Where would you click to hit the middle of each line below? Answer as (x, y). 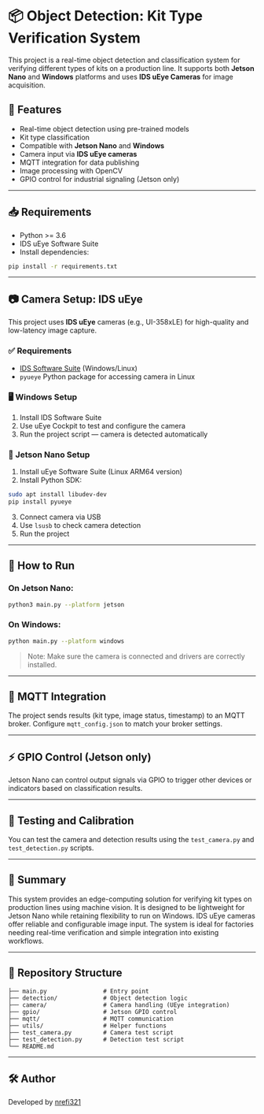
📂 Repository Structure (65, 973)
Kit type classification (55, 137)
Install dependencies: (54, 252)
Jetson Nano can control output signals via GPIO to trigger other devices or (130, 780)
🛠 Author (32, 1079)
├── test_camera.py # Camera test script (91, 1032)
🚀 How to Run (42, 566)
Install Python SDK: (51, 480)
